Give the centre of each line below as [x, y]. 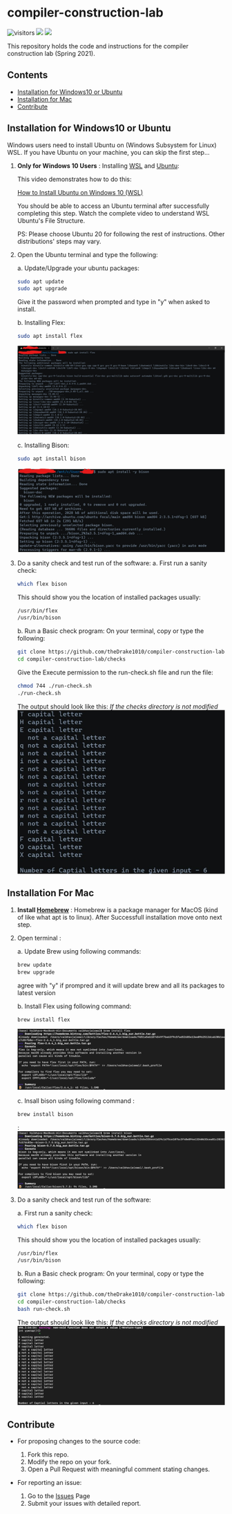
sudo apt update [40, 281]
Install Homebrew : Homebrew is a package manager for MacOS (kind [118, 909]
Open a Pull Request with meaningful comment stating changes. [119, 1469]
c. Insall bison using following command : [76, 1101]
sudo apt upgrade [42, 289]
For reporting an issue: [49, 1483]
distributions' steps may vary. [59, 241]
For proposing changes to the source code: [79, 1441]
